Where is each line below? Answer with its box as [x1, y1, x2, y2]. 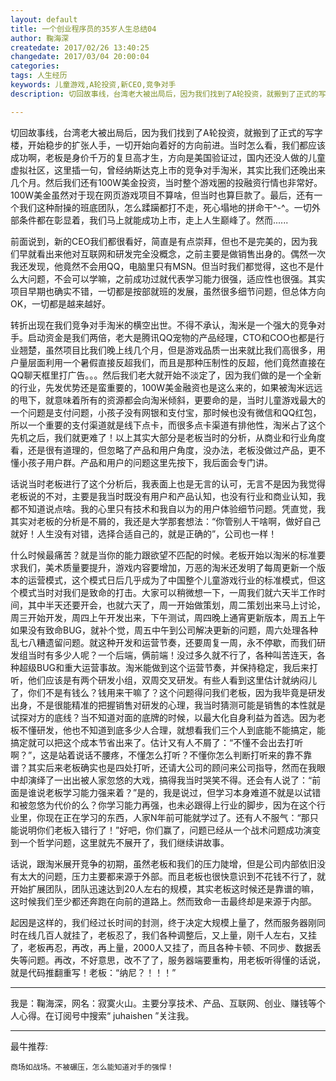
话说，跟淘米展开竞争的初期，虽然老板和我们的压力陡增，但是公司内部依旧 [10, 857, 317, 870]
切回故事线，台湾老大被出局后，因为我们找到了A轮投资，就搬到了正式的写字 [10, 126, 323, 138]
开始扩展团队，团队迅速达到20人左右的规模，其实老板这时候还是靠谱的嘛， [10, 882, 320, 895]
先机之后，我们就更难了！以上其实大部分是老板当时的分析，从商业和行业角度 [10, 431, 326, 443]
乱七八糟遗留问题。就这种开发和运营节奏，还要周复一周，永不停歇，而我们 [10, 636, 317, 648]
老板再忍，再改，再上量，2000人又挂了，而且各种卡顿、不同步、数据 [27, 941, 313, 953]
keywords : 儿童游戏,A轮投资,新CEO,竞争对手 [10, 80, 177, 90]
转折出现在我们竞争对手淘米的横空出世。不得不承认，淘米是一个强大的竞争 [10, 319, 317, 331]
